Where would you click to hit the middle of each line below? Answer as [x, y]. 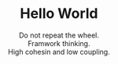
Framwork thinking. [59, 43]
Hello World [59, 14]
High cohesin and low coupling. [59, 52]
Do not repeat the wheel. [59, 35]
